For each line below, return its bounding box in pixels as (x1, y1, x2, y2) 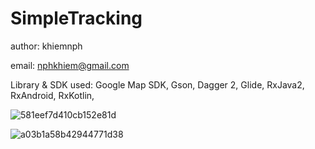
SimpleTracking (10, 7, 143, 30)
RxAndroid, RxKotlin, (10, 89, 95, 101)
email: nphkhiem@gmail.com (10, 59, 130, 71)
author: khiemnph (10, 40, 83, 52)
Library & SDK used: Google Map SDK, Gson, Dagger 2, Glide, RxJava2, (10, 78, 305, 91)
